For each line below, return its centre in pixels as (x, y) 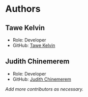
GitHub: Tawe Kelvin (34, 45)
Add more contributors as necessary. (45, 89)
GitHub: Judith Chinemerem (42, 79)
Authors (23, 9)
